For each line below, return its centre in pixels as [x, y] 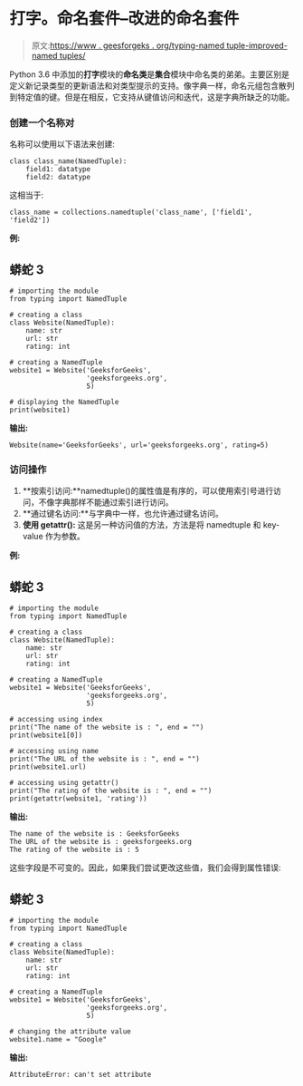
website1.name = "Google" [58, 1039]
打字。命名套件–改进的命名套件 [124, 19]
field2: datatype [58, 178]
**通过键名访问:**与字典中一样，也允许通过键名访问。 [123, 514]
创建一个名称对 [42, 122]
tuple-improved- [256, 45]
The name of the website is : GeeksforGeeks [95, 834]
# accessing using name [54, 751]
